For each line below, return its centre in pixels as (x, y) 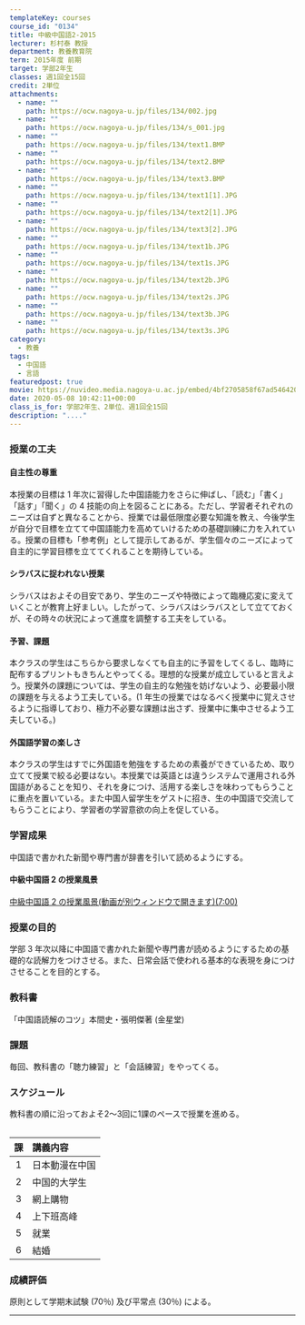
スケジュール (37, 1092)
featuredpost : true (46, 382)
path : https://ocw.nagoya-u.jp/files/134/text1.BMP (125, 145)
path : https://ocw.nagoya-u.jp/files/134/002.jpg (122, 111)
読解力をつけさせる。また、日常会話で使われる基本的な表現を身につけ (164, 960)
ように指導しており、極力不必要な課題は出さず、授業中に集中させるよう (152, 708)
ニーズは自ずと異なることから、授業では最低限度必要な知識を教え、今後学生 (152, 517)
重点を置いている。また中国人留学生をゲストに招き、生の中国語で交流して (156, 798)
